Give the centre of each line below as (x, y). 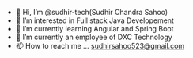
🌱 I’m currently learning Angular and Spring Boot (95, 29)
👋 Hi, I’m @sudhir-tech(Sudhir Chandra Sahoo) (92, 12)
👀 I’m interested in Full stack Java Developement (95, 20)
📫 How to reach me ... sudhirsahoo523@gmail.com (100, 46)
